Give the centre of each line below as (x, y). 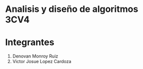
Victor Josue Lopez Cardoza (42, 62)
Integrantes (30, 42)
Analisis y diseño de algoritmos (72, 9)
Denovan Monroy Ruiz (35, 56)
